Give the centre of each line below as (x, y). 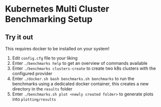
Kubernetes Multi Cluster (57, 9)
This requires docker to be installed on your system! (57, 49)
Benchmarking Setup (49, 19)
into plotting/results (34, 99)
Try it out (19, 37)
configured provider (32, 73)
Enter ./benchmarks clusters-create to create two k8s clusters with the (84, 68)
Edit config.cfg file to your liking (45, 58)
